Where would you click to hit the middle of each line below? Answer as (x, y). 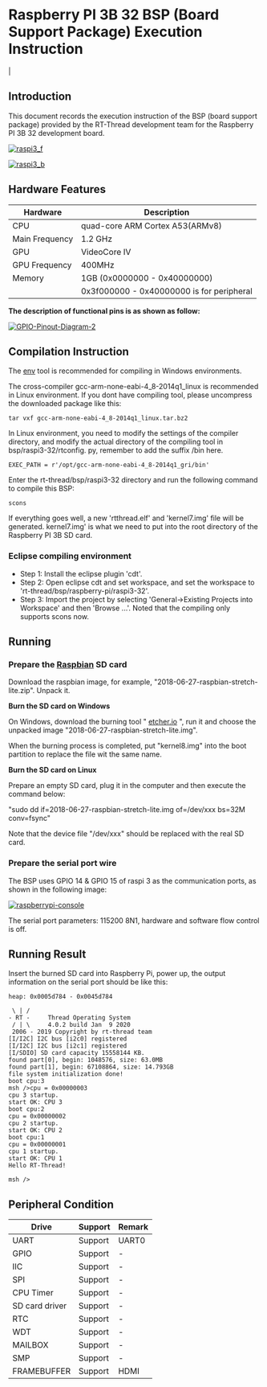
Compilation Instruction (69, 351)
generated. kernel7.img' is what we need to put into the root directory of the (133, 527)
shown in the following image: (58, 889)
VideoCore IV (106, 252)
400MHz (97, 265)
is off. (18, 929)
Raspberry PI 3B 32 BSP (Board (114, 15)
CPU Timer (33, 1293)
